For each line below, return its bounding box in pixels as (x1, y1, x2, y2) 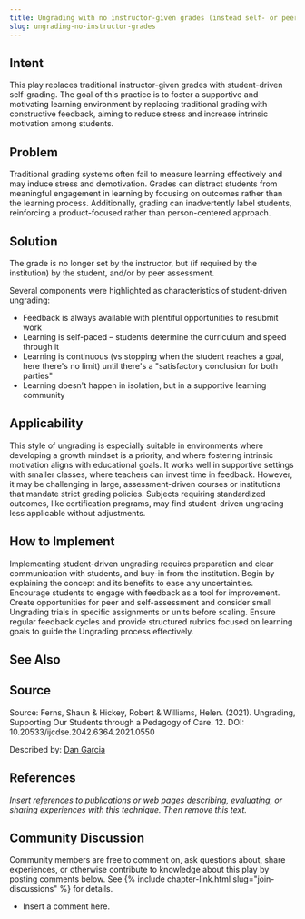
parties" (22, 370, 53, 381)
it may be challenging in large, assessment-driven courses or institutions (9, 478, 281, 489)
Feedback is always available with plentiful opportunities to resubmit (22, 312, 279, 323)
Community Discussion (9, 830, 145, 845)
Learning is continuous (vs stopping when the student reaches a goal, (22, 351, 284, 362)
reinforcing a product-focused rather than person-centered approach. (9, 207, 271, 218)
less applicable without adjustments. (9, 507, 146, 518)
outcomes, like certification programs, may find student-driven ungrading (9, 497, 284, 509)
